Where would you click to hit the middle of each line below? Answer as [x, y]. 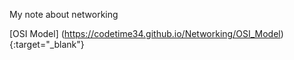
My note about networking [64, 14]
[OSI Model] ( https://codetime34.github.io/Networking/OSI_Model [145, 33]
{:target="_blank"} [47, 44]
